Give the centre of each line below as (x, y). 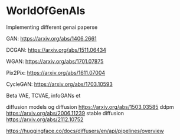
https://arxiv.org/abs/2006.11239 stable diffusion (65, 113)
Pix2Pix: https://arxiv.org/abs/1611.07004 (56, 72)
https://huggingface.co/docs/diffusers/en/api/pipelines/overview (85, 131)
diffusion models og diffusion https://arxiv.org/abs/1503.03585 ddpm (90, 106)
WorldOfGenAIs (46, 11)
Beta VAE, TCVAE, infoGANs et (43, 95)
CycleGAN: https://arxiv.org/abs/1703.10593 (60, 84)
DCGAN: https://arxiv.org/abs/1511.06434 (56, 50)
